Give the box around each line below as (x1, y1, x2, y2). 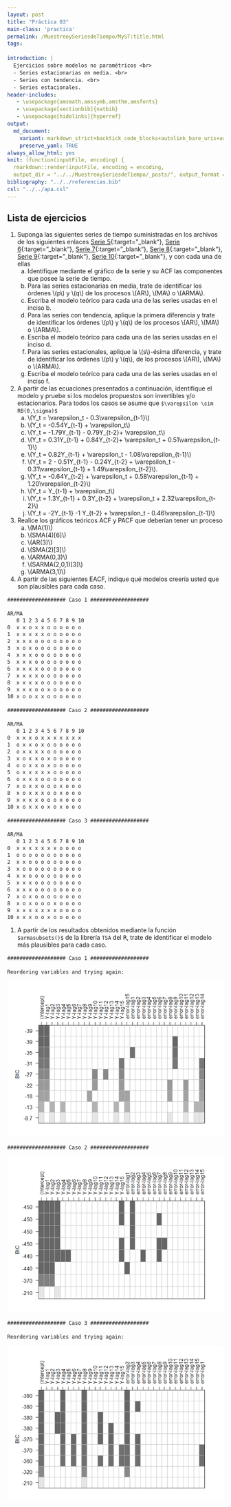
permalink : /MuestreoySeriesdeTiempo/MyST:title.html (7, 33, 165, 40)
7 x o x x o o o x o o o (7, 783, 81, 790)
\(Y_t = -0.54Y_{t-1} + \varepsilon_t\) (27, 421, 131, 429)
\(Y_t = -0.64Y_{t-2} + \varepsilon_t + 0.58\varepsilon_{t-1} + (27, 473, 199, 481)
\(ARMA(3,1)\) (27, 568, 66, 576)
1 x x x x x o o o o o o (7, 631, 81, 638)
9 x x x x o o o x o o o (7, 797, 81, 804)
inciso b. (27, 304, 52, 312)
